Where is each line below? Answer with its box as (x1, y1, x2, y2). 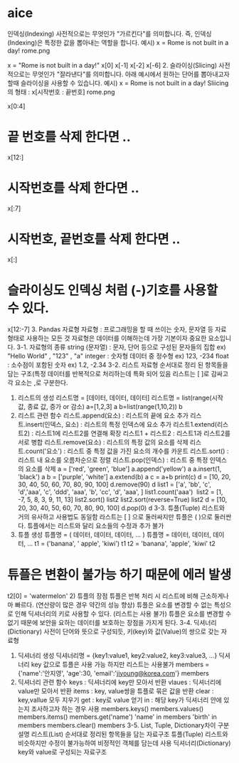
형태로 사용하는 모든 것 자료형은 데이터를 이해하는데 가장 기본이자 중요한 (7, 334, 207, 342)
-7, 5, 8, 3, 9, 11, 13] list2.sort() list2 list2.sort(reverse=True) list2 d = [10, (17, 495, 228, 503)
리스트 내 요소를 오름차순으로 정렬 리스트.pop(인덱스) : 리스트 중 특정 (17, 455, 208, 464)
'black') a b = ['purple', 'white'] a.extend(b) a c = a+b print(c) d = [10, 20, (17, 472, 231, 481)
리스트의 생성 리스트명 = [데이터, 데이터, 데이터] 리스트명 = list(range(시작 (17, 393, 224, 402)
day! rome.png (7, 46, 51, 55)
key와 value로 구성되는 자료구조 (17, 747, 107, 756)
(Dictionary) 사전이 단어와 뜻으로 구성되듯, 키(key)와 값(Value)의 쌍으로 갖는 (7, 627, 220, 636)
